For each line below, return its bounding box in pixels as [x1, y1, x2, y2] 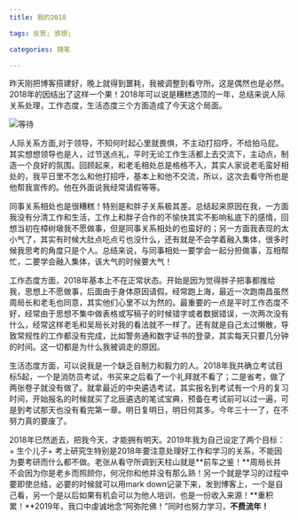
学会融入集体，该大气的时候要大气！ [39, 256, 173, 267]
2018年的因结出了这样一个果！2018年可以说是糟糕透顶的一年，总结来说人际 [9, 89, 286, 100]
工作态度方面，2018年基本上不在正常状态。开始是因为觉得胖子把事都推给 [9, 276, 276, 286]
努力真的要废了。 [9, 415, 72, 426]
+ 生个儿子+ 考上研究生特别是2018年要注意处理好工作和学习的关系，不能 [9, 446, 275, 456]
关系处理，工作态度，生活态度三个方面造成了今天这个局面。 [9, 100, 227, 111]
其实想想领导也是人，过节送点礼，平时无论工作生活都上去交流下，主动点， [9, 149, 281, 159]
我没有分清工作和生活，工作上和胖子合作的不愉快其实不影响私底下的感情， [9, 212, 281, 222]
